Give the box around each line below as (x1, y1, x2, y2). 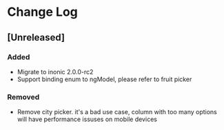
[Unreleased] (7, 32, 65, 43)
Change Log (7, 4, 78, 20)
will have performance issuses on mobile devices (17, 115, 157, 124)
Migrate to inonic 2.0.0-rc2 (17, 67, 94, 76)
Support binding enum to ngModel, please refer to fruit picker (17, 75, 192, 83)
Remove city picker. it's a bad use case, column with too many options (17, 108, 217, 116)
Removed (7, 92, 40, 102)
